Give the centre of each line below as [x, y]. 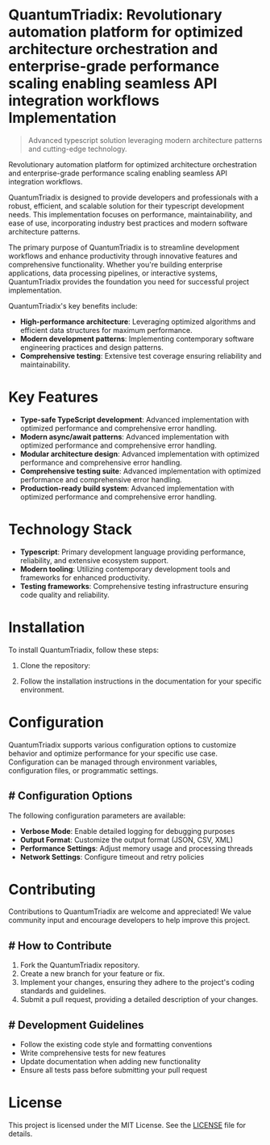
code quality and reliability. [65, 595]
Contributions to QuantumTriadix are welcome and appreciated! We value [130, 911]
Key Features [54, 397]
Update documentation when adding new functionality [110, 1062]
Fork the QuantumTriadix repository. [80, 965]
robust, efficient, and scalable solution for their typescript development [126, 206]
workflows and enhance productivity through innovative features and [123, 255]
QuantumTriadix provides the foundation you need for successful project [129, 281]
